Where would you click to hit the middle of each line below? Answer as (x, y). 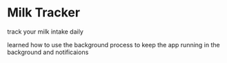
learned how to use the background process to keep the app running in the (113, 45)
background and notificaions (48, 52)
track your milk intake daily (46, 32)
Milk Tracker (44, 13)
